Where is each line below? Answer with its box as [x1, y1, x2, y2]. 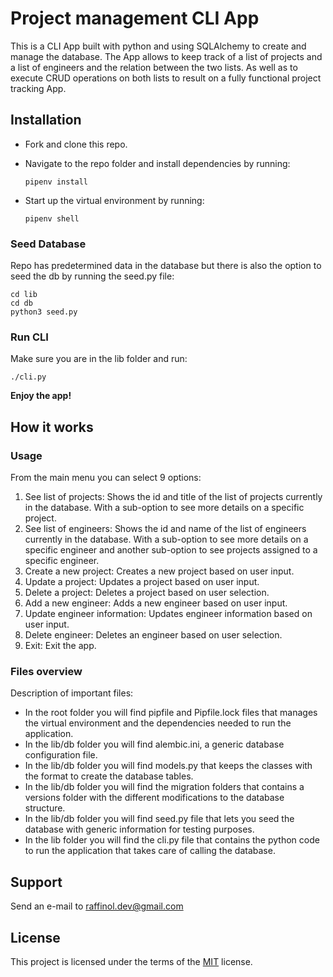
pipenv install [24, 177, 89, 187]
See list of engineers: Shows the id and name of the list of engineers [24, 523, 307, 535]
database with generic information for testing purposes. [24, 823, 255, 836]
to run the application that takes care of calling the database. [24, 845, 276, 857]
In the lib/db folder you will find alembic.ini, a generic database [24, 738, 285, 751]
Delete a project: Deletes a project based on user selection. [24, 587, 270, 599]
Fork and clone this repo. [24, 138, 128, 150]
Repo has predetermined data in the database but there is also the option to [10, 260, 322, 272]
